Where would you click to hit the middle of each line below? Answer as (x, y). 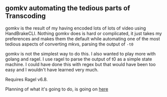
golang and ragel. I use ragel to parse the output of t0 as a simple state (79, 59)
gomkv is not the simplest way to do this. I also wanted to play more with (80, 53)
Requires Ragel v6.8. (26, 79)
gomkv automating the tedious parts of (68, 8)
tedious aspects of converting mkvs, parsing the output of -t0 (69, 44)
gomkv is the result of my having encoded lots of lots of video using (76, 28)
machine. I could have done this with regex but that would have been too (80, 64)
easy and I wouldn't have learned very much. (52, 69)
